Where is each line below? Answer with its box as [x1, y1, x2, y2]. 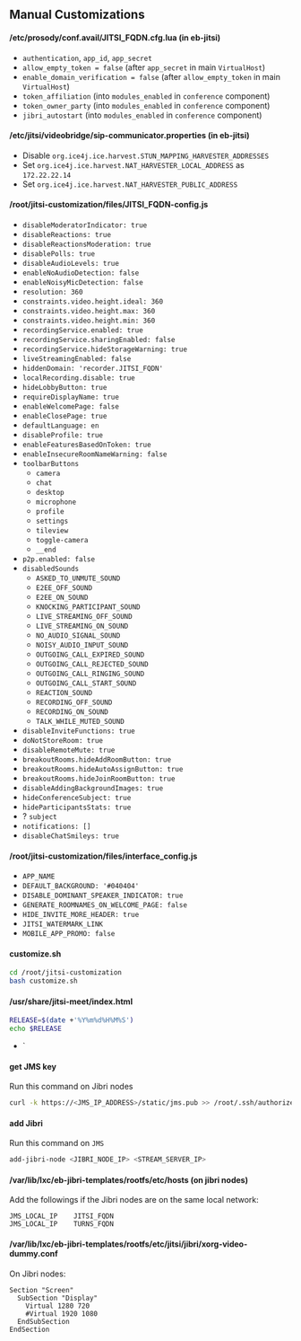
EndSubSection [17, 1317, 70, 1326]
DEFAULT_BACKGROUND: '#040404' [21, 882, 140, 891]
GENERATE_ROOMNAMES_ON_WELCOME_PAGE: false [21, 901, 188, 910]
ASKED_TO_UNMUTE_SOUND [35, 574, 121, 583]
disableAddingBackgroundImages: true [21, 784, 164, 793]
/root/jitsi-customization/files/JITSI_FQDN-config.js [9, 199, 209, 210]
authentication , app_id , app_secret [21, 52, 152, 63]
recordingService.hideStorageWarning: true [21, 345, 188, 354]
